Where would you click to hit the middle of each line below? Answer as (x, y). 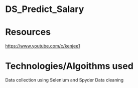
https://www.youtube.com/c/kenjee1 (43, 46)
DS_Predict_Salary (45, 9)
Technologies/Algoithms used (70, 66)
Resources (28, 32)
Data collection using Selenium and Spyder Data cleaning (64, 80)
